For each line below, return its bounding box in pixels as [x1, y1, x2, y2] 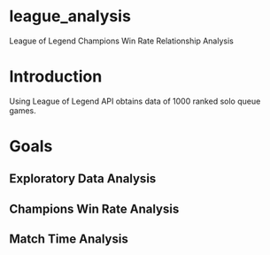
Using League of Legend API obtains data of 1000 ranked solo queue [9, 96, 261, 106]
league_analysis [9, 6, 131, 27]
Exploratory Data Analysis [9, 171, 157, 187]
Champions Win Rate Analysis [9, 201, 180, 216]
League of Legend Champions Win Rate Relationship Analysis [9, 35, 235, 46]
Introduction [9, 66, 103, 87]
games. [9, 104, 37, 116]
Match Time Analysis [9, 232, 128, 247]
